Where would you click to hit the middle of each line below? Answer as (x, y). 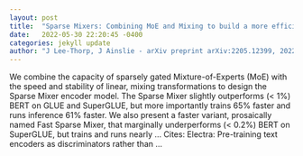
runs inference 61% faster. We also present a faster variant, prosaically (141, 115)
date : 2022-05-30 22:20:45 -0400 (76, 34)
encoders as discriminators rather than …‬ (86, 144)
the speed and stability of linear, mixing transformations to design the (138, 87)
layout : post (34, 18)
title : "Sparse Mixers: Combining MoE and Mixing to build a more (139, 26)
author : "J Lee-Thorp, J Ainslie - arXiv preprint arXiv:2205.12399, (143, 51)
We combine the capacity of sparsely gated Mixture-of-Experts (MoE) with (148, 77)
